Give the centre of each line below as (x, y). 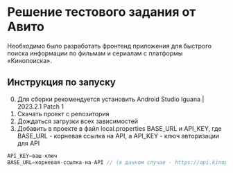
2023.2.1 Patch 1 (41, 106)
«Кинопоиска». (30, 60)
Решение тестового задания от (102, 12)
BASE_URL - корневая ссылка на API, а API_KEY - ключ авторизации (118, 136)
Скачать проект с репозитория (63, 113)
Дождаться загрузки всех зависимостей (78, 121)
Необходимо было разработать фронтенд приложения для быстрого (110, 46)
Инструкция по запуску (61, 83)
